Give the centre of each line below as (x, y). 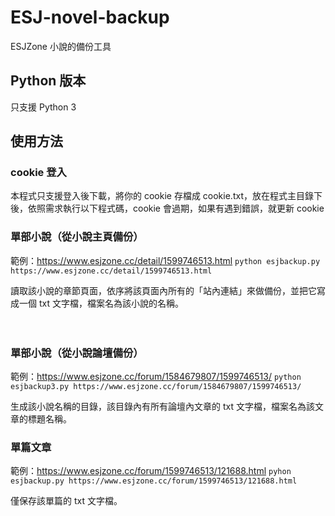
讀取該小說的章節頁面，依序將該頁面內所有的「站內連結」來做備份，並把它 (163, 290)
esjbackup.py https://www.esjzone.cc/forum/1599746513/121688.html (154, 481)
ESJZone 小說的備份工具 (61, 46)
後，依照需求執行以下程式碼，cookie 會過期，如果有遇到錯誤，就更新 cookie (167, 208)
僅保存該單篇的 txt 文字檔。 (66, 501)
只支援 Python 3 (43, 107)
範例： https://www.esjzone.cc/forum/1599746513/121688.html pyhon (151, 471)
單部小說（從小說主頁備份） (77, 237)
